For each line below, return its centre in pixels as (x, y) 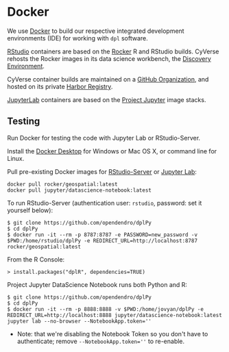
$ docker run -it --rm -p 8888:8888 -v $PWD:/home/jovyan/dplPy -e (106, 309)
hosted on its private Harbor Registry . (60, 86)
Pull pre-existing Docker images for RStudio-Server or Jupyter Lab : (102, 171)
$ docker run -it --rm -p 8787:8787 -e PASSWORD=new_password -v (102, 235)
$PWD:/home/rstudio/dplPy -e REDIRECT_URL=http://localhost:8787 (102, 240)
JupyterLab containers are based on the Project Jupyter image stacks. (107, 99)
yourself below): (30, 210)
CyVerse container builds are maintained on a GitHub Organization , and (108, 79)
